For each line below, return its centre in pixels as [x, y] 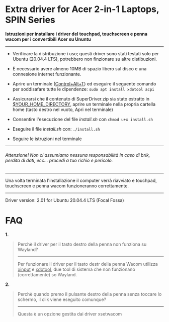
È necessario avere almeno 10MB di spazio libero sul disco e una [79, 68]
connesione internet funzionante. [47, 74]
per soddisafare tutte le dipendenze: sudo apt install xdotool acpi [83, 89]
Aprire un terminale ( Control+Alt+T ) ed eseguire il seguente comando [84, 83]
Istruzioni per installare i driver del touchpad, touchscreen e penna [76, 34]
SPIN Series [30, 20]
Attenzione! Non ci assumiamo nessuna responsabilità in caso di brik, [78, 155]
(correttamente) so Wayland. [47, 275]
